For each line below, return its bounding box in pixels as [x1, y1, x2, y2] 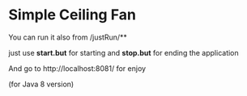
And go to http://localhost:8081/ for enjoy [8, 63, 147, 73]
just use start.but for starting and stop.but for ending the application [8, 48, 239, 57]
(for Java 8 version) [8, 79, 75, 89]
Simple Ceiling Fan [8, 6, 136, 24]
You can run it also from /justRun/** [8, 32, 128, 42]
